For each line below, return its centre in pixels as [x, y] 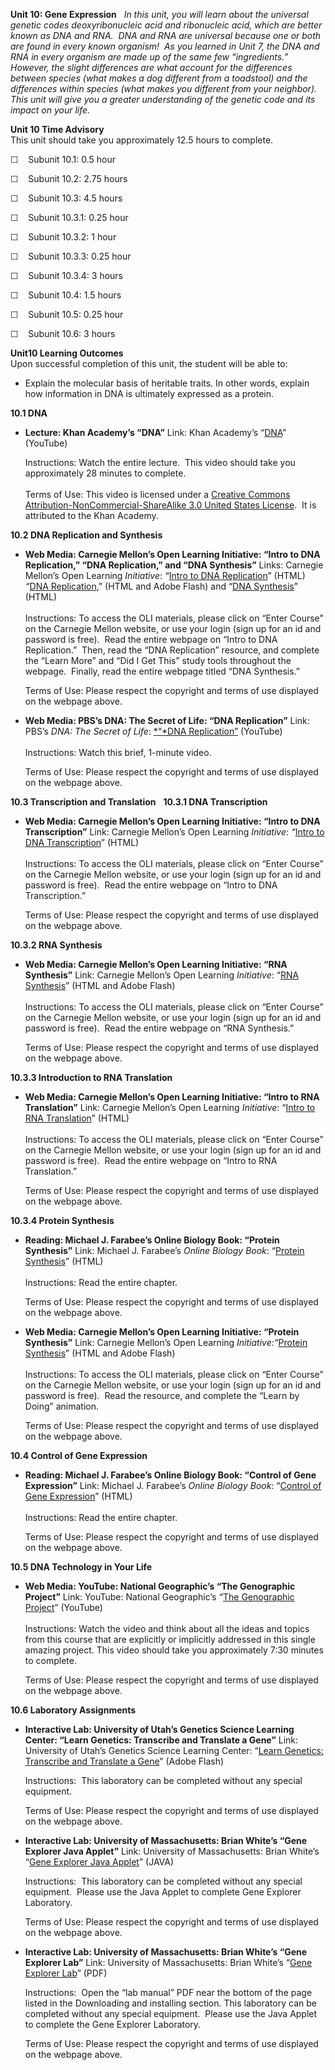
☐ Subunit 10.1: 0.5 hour [63, 159]
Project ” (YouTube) [63, 1607]
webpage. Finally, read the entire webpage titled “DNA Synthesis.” [162, 671]
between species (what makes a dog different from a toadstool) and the [159, 78]
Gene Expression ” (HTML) [78, 1496]
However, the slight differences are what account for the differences [151, 67]
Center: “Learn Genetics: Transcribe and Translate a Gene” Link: [161, 1740]
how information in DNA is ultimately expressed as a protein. [149, 393]
